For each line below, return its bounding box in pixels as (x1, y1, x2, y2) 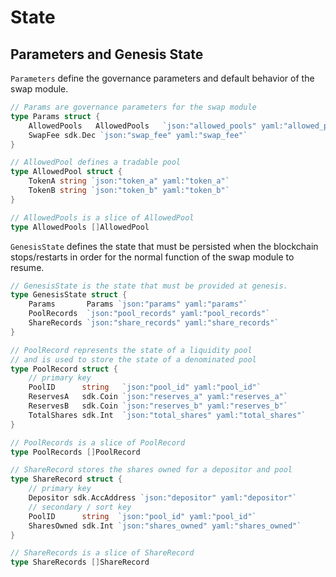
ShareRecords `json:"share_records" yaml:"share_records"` (28, 318, 280, 328)
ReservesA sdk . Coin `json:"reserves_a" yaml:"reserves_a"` (28, 392, 288, 402)
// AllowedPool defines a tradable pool (10, 157, 182, 168)
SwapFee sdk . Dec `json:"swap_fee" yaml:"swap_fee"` (28, 130, 248, 140)
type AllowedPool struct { (10, 167, 123, 177)
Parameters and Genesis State (10, 46, 204, 63)
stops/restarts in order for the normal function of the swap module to (10, 251, 295, 263)
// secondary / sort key (28, 502, 132, 512)
